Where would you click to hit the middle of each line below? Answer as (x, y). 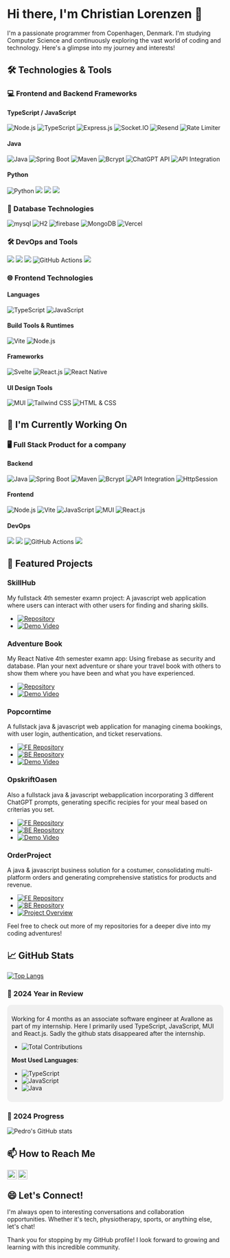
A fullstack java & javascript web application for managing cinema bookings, (115, 727)
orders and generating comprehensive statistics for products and (124, 877)
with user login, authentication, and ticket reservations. (85, 734)
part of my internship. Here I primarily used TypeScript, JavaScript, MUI (113, 1026)
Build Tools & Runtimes (41, 325)
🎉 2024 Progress (36, 1116)
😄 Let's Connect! (45, 1195)
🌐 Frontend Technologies (50, 278)
